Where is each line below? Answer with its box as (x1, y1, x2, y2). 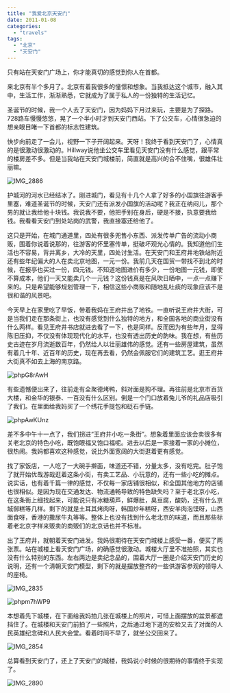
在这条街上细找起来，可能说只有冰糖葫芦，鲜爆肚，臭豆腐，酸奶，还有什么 (7, 496, 217, 504)
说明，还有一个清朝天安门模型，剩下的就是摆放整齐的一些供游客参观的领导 (7, 561, 217, 570)
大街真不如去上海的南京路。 (7, 357, 86, 365)
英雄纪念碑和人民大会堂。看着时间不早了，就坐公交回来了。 (12, 629, 181, 637)
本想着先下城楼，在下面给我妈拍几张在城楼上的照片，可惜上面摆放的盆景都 (7, 611, 217, 620)
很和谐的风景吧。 (7, 291, 55, 299)
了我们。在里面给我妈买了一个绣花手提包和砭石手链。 (7, 402, 157, 410)
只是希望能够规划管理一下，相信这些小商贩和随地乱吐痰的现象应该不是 (25, 282, 223, 291)
